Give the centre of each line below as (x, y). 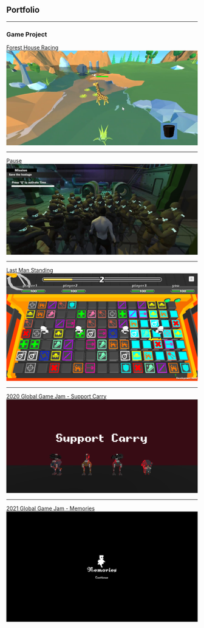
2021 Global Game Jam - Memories (51, 509)
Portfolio (23, 10)
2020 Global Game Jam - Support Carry (56, 396)
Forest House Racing (32, 47)
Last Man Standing (30, 270)
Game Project (27, 34)
